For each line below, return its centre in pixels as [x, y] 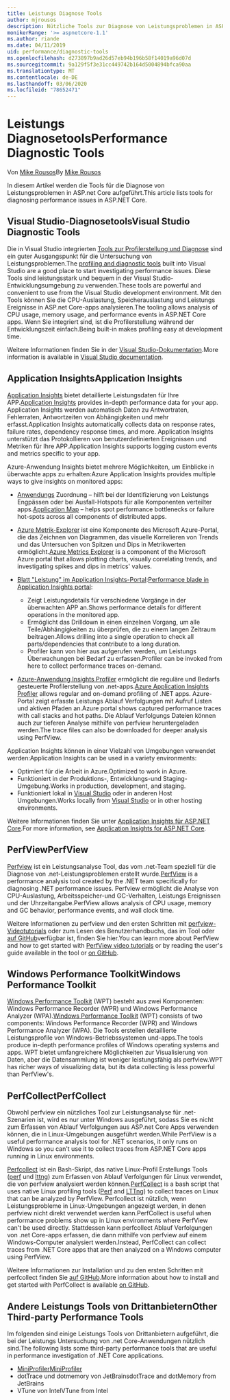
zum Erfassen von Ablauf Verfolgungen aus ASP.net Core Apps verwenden [113, 1127]
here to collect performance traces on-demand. [94, 666]
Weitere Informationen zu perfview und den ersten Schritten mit [97, 923]
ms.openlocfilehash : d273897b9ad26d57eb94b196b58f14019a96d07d [99, 58]
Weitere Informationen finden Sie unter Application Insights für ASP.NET [109, 821]
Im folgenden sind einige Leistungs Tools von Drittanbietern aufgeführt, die [113, 1333]
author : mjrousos [32, 20]
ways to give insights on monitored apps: [65, 481]
